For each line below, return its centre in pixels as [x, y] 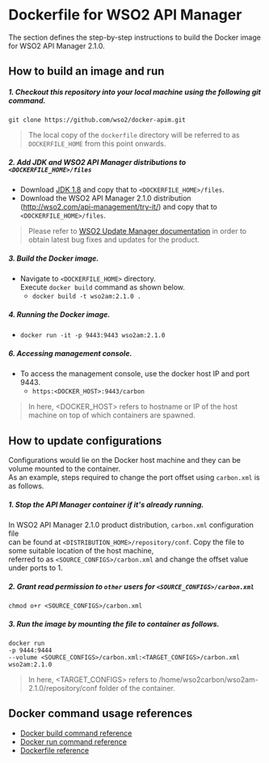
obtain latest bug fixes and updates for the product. [114, 239]
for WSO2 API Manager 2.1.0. [57, 45]
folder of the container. [137, 688]
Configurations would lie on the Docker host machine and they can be [124, 460]
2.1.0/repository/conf [63, 688]
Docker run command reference [74, 741]
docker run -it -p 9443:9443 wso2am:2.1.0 [92, 336]
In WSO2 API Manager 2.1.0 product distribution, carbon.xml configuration [131, 524]
